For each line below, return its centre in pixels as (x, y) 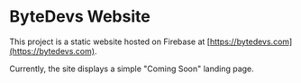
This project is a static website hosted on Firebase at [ (109, 41)
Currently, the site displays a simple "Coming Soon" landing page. (132, 69)
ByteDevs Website (80, 17)
